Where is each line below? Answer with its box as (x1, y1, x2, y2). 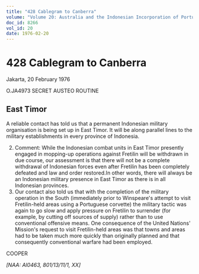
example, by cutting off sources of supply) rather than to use (14, 213, 163, 220)
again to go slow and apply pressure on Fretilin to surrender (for (14, 207, 171, 214)
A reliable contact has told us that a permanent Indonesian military (6, 120, 168, 127)
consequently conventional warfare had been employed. (14, 238, 153, 246)
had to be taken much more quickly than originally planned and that (14, 232, 179, 239)
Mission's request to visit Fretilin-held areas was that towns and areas (14, 225, 185, 233)
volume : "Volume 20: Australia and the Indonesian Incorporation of (6, 14, 179, 20)
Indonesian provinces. (14, 182, 69, 189)
